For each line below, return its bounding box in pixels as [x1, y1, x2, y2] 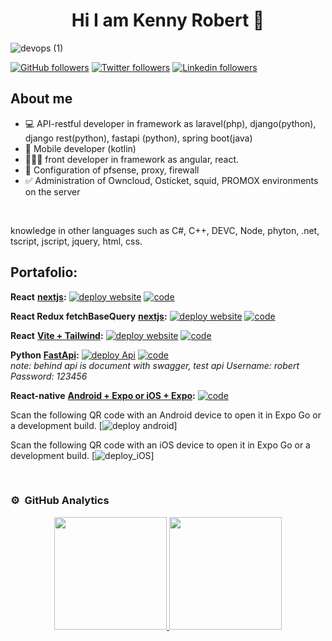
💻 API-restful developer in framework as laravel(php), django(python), [24, 117, 317, 129]
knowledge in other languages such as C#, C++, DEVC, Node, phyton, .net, [10, 224, 320, 236]
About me [10, 90, 73, 108]
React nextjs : [10, 290, 67, 303]
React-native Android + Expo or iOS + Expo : [10, 389, 196, 401]
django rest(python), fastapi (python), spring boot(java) [24, 132, 253, 144]
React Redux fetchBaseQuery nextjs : [10, 310, 168, 322]
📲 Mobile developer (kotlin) [24, 142, 137, 154]
